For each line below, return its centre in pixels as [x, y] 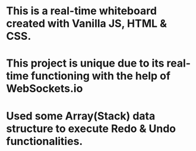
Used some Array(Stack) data [81, 116]
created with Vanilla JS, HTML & [87, 23]
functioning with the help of [101, 76]
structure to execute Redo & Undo [91, 128]
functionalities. [45, 141]
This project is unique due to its [85, 63]
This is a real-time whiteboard [82, 11]
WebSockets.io [45, 89]
